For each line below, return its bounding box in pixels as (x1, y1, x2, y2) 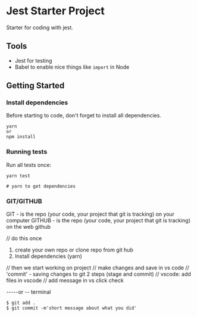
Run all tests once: (6, 161, 52, 168)
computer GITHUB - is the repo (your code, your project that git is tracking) (6, 217, 191, 224)
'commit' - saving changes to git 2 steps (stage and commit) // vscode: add (6, 271, 192, 278)
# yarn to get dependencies (6, 183, 76, 189)
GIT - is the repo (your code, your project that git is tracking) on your (6, 210, 174, 218)
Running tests (6, 148, 48, 156)
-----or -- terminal (6, 288, 51, 296)
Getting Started (6, 80, 65, 91)
